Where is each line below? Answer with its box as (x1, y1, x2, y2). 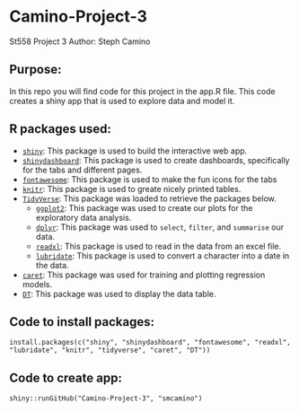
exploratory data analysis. (35, 212, 132, 223)
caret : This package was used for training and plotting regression (22, 269, 266, 280)
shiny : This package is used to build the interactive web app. (22, 145, 248, 156)
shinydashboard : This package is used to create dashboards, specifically (22, 154, 290, 165)
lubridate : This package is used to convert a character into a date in (35, 250, 290, 261)
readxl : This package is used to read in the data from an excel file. (35, 241, 282, 251)
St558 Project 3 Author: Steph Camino (9, 36, 151, 47)
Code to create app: (9, 370, 123, 385)
